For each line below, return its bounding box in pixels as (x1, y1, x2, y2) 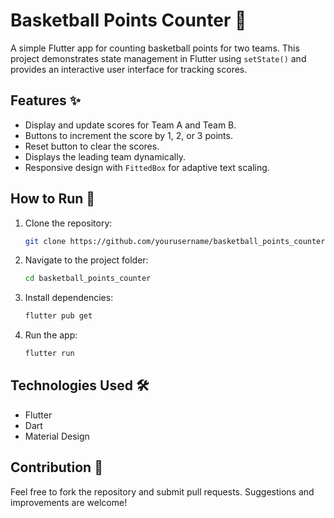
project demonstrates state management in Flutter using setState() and (10, 52, 307, 64)
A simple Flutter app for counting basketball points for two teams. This (10, 42, 300, 54)
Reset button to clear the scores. (24, 140, 160, 152)
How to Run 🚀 (10, 190, 96, 208)
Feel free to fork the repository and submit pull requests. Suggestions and (10, 485, 315, 498)
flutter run (24, 349, 75, 359)
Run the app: (24, 329, 78, 341)
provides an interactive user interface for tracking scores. (10, 63, 248, 75)
